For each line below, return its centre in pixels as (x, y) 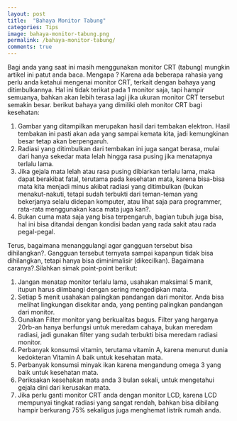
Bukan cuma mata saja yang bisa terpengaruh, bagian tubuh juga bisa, (121, 217)
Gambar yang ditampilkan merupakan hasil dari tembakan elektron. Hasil (124, 126)
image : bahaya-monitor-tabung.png (59, 34)
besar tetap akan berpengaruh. (63, 141)
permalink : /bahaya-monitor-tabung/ (61, 40)
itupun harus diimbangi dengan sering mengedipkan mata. (103, 289)
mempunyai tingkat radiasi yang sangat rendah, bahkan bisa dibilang (118, 403)
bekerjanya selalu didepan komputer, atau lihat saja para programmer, (120, 202)
